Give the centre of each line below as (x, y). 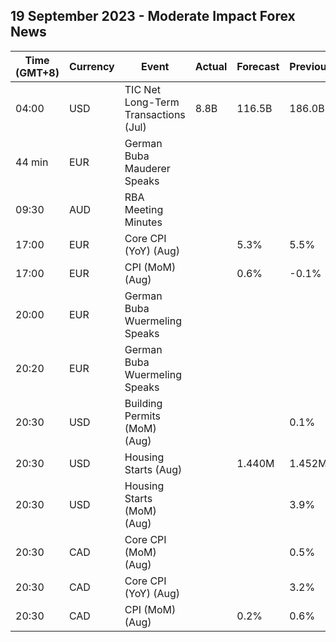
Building (143, 403)
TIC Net (142, 89)
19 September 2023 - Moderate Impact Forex (153, 16)
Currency (91, 66)
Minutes (143, 222)
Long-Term (152, 102)
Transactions (155, 114)
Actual (211, 66)
